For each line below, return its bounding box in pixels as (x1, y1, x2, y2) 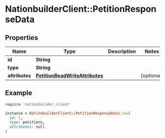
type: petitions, (9, 120, 45, 125)
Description (108, 48, 136, 55)
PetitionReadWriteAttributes (36, 72, 104, 79)
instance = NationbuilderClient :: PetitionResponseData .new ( (5, 110, 131, 116)
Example (5, 89, 32, 97)
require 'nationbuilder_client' (5, 102, 71, 107)
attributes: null (9, 124, 45, 130)
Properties (5, 33, 38, 42)
